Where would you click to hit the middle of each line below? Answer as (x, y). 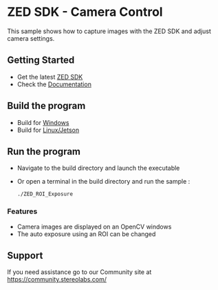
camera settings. (31, 38)
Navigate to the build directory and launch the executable (98, 168)
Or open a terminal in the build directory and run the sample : (103, 182)
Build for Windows (43, 122)
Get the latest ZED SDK (50, 77)
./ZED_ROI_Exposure (45, 194)
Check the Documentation (54, 84)
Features (22, 211)
